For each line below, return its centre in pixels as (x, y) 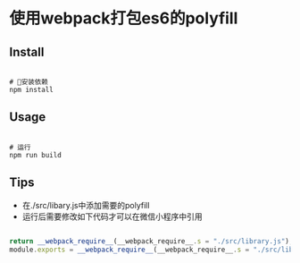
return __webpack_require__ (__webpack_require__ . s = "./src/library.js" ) (150, 241)
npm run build (36, 155)
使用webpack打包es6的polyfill (124, 18)
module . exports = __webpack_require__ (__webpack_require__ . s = (129, 250)
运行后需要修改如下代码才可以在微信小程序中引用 (112, 216)
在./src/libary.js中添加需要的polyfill (86, 205)
